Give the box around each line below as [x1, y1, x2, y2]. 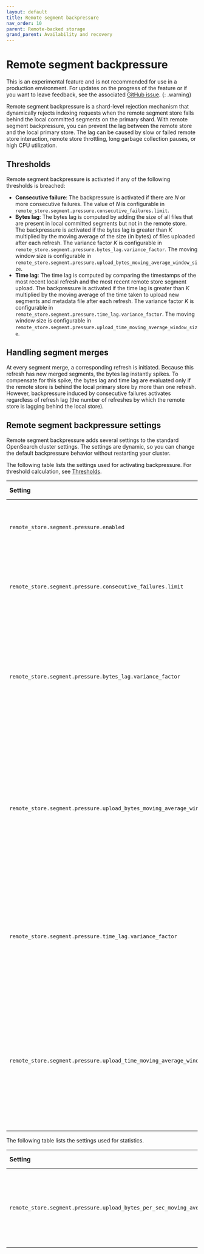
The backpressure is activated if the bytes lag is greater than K [15, 226, 172, 233]
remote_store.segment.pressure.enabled [9, 524, 124, 530]
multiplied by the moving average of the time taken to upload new [15, 291, 180, 298]
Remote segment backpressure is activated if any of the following [6, 175, 171, 183]
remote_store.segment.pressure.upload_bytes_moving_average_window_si [15, 260, 198, 266]
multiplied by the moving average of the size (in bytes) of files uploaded [15, 232, 195, 240]
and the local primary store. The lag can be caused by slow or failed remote [6, 129, 196, 136]
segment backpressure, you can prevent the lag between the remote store [6, 123, 192, 130]
